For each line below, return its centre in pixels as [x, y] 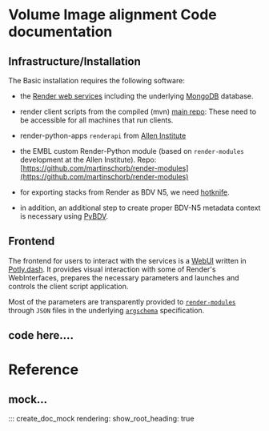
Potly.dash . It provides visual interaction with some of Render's [112, 269]
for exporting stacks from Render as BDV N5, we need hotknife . [124, 192]
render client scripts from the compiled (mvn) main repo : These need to [138, 111]
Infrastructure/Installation [75, 61]
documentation [60, 32]
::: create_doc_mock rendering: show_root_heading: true [101, 419]
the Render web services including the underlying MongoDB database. [137, 96]
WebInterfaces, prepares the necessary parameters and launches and [124, 277]
